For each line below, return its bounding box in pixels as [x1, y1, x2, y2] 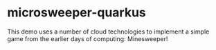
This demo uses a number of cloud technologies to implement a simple [7, 27, 210, 36]
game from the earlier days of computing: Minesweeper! [7, 34, 168, 42]
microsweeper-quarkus [7, 5, 147, 21]
